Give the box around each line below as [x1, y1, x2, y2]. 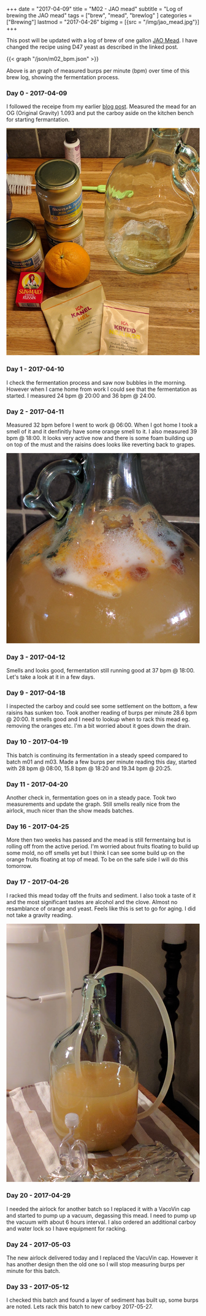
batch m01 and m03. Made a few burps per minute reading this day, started [6, 758, 197, 765]
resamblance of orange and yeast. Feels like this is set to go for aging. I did [6, 905, 196, 912]
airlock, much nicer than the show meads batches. [6, 806, 134, 814]
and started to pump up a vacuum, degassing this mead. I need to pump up [6, 1212, 197, 1219]
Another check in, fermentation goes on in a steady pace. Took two [6, 794, 177, 801]
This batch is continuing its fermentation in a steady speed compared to [6, 751, 188, 758]
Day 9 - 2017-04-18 [6, 688, 66, 697]
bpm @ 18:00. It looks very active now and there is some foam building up [6, 435, 193, 442]
